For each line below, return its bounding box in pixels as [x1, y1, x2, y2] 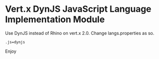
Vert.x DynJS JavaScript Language [5, 3, 152, 15]
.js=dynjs [5, 39, 26, 45]
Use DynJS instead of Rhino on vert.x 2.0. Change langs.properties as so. [5, 30, 155, 36]
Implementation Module [5, 14, 105, 25]
